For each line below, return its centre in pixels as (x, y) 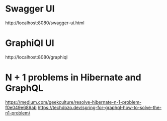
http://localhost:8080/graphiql (36, 57)
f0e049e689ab (21, 107)
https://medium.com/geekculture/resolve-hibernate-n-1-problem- (73, 102)
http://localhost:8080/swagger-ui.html (45, 23)
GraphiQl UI (30, 43)
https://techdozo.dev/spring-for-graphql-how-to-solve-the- (100, 107)
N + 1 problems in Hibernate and (73, 77)
